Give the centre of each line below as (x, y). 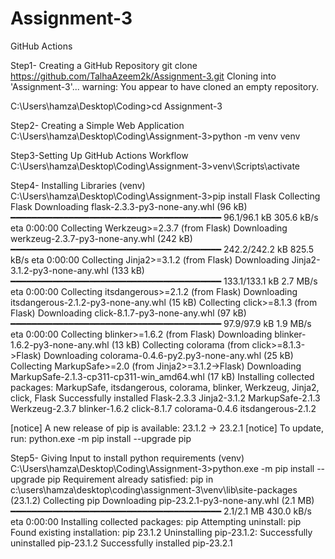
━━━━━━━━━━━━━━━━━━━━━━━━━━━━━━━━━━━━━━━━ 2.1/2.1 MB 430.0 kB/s (161, 511)
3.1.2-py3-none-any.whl (59, 270)
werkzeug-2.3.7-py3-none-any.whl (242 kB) (101, 238)
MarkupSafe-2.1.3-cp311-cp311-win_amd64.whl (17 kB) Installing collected (162, 376)
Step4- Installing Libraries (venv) (78, 185)
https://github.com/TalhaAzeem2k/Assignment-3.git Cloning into (143, 76)
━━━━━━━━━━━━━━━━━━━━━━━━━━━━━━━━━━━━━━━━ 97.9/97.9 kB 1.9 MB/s (161, 323)
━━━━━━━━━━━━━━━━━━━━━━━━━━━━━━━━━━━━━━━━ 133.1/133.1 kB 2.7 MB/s (164, 281)
